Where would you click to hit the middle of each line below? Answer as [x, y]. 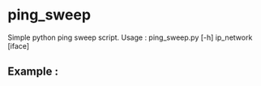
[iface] [19, 45]
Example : [33, 72]
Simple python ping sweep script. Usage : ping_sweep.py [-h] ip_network [130, 37]
